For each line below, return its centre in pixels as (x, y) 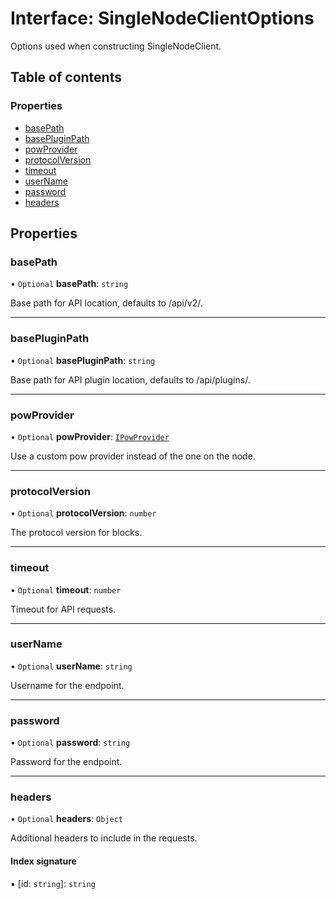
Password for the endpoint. (66, 762)
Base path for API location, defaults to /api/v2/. (106, 303)
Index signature (43, 861)
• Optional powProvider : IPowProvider (90, 436)
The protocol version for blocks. (76, 533)
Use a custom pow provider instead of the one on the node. (133, 456)
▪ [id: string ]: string (53, 883)
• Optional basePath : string (69, 284)
